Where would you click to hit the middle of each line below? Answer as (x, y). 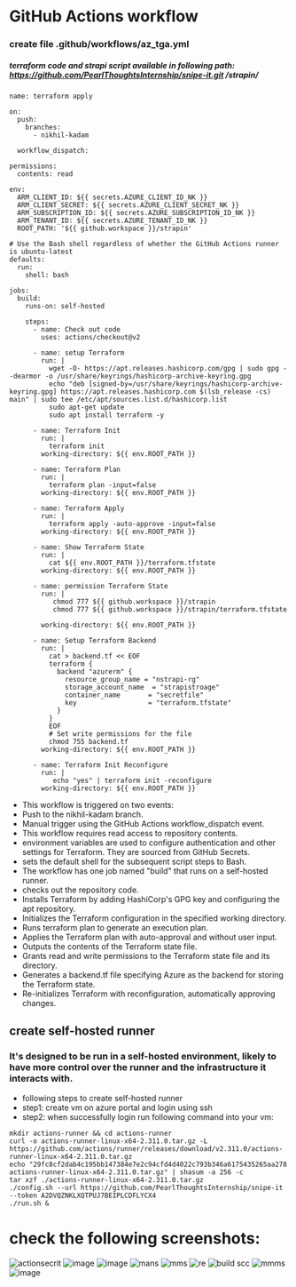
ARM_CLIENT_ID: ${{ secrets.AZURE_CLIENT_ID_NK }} (113, 197)
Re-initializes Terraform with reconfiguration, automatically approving (149, 994)
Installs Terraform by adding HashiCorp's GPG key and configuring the (151, 899)
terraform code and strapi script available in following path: (122, 65)
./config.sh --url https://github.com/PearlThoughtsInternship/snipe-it (146, 1187)
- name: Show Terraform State (88, 548)
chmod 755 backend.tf (88, 742)
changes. (39, 1003)
